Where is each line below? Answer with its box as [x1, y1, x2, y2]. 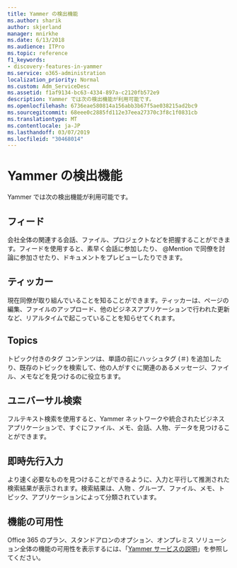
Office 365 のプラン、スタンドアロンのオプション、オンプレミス [7, 535, 195, 545]
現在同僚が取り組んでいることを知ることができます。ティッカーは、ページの [7, 296, 229, 304]
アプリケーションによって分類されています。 [31, 493, 161, 502]
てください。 [7, 553, 45, 562]
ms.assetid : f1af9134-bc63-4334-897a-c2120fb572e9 [7, 89, 160, 96]
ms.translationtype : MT [7, 115, 78, 122]
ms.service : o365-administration [7, 69, 106, 76]
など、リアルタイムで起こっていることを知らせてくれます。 [7, 313, 179, 322]
